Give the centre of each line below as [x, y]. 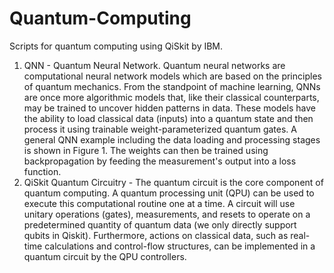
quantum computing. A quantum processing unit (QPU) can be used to [169, 193]
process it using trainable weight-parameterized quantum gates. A [160, 129]
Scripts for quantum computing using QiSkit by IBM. [116, 46]
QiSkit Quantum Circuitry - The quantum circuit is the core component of [173, 182]
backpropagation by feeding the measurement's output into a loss [160, 161]
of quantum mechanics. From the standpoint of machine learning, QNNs [172, 86]
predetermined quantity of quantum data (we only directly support [160, 224]
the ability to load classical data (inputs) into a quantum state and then [168, 118]
